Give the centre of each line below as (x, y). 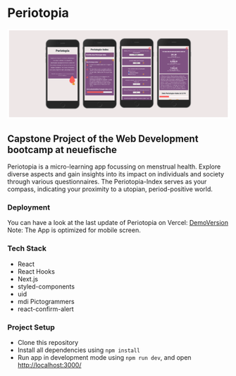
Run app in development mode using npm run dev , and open (104, 357)
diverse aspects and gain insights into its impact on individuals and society (116, 174)
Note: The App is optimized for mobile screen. (74, 230)
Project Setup (31, 327)
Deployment (29, 207)
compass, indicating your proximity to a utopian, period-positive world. (110, 189)
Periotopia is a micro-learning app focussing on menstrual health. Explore (114, 166)
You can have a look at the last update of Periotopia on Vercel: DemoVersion (118, 223)
